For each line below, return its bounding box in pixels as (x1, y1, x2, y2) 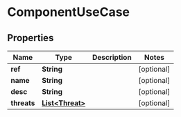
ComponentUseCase (7, 4, 130, 20)
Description (92, 53, 132, 62)
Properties (7, 32, 54, 44)
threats (10, 98, 35, 108)
